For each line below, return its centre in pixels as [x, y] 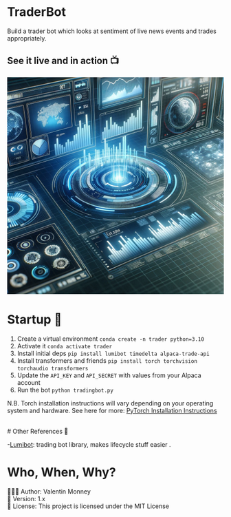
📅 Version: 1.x [26, 498]
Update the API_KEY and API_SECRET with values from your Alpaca [109, 375]
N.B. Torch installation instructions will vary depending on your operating [110, 403]
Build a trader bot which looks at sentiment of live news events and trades [112, 31]
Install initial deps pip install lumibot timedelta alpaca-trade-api [113, 353]
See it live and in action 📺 [63, 61]
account [29, 382]
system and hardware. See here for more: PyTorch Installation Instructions [112, 410]
